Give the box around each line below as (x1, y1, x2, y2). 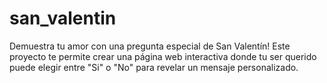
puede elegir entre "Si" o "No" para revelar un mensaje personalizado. (9, 61, 299, 73)
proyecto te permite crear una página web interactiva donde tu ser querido (9, 50, 317, 62)
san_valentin (9, 7, 117, 30)
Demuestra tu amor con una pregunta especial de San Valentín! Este (9, 40, 291, 52)
